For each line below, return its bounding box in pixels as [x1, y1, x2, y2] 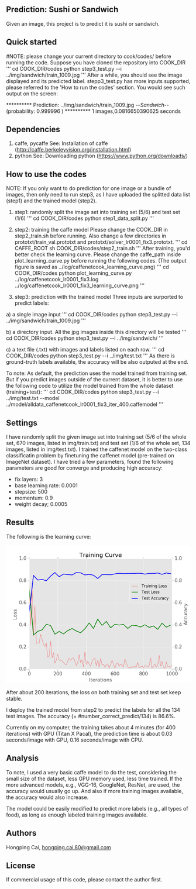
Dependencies [6, 125, 60, 135]
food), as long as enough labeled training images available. [6, 811, 148, 818]
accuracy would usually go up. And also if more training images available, [6, 787, 183, 794]
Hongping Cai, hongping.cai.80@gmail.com [6, 843, 111, 850]
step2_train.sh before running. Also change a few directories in [14, 232, 167, 239]
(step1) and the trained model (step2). [6, 197, 97, 204]
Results [6, 518, 35, 528]
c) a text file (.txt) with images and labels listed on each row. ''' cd [6, 346, 165, 353]
